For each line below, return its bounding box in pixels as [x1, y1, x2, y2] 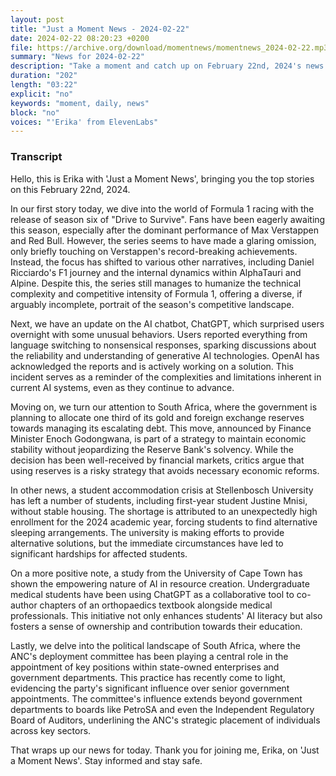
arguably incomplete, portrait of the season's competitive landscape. [10, 298, 295, 310]
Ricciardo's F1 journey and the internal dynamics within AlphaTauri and [10, 266, 302, 278]
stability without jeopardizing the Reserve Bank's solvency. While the [10, 443, 294, 455]
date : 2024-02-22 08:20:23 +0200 [10, 33, 150, 43]
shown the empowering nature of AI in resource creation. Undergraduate [10, 577, 310, 590]
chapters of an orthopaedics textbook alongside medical [39, 599, 273, 611]
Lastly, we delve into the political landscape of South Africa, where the [10, 639, 301, 651]
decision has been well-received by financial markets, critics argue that [10, 454, 305, 466]
